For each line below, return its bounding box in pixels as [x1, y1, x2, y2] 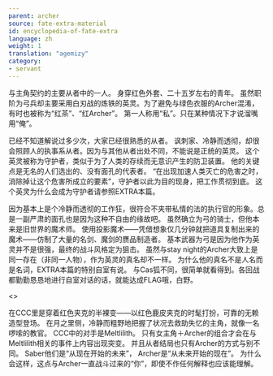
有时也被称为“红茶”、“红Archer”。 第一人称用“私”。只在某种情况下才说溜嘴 [8, 108, 258, 118]
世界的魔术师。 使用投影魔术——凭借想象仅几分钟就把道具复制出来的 [29, 224, 260, 234]
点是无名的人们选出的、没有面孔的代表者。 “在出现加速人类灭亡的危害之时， [8, 166, 263, 175]
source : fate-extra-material [8, 19, 107, 28]
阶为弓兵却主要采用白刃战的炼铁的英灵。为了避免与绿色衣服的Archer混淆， [8, 98, 259, 108]
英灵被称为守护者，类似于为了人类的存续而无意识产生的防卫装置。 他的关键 [8, 156, 260, 166]
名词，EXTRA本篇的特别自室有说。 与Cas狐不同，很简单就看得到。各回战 [15, 265, 260, 274]
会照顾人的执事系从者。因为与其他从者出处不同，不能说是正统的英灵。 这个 [8, 145, 260, 155]
